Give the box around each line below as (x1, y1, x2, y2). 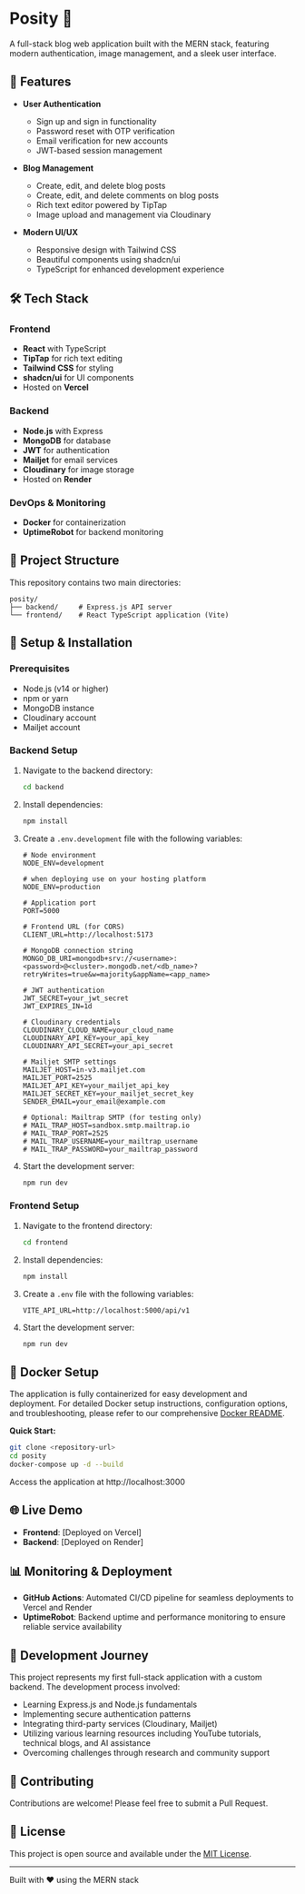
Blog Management (22, 163, 93, 174)
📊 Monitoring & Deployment (9, 1564, 172, 1580)
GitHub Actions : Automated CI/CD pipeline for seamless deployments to (22, 1592, 294, 1603)
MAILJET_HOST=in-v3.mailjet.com (22, 1065, 145, 1075)
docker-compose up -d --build (9, 1460, 124, 1469)
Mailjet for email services (22, 454, 118, 465)
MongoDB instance (22, 702, 95, 713)
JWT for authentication (22, 444, 111, 455)
